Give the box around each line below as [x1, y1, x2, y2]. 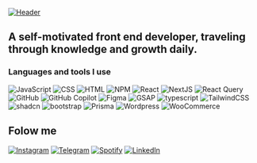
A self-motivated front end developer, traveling [8, 30, 246, 44]
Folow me [8, 124, 57, 138]
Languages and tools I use [8, 66, 111, 78]
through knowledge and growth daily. [8, 43, 198, 56]
